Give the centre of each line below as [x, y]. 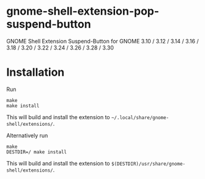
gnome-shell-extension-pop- [83, 11]
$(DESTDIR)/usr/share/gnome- [148, 164]
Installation [35, 72]
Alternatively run [27, 135]
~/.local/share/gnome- [140, 117]
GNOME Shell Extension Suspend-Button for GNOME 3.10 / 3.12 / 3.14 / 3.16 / [102, 41]
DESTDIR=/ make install [37, 152]
